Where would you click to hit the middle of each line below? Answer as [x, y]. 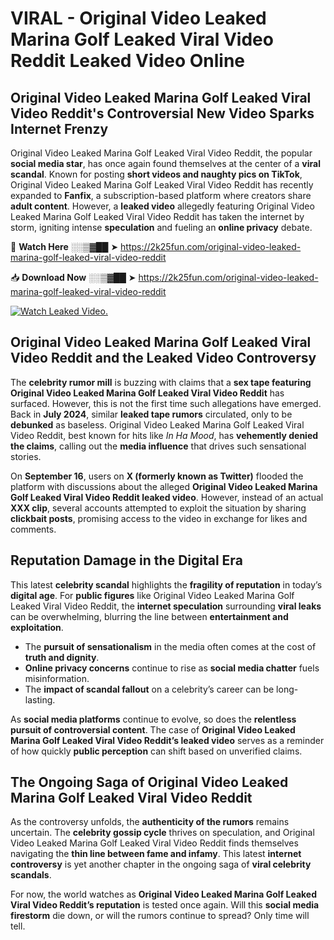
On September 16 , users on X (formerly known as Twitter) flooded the [157, 476]
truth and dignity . [62, 657]
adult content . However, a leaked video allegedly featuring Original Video [162, 206]
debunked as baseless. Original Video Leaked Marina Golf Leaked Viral [157, 424]
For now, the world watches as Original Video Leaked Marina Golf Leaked [164, 894]
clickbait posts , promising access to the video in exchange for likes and [159, 518]
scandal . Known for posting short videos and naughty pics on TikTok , [156, 174]
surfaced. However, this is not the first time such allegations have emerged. [166, 403]
